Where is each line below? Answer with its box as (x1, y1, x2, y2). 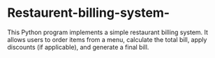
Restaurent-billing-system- (7, 5, 170, 21)
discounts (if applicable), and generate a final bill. (7, 43, 149, 51)
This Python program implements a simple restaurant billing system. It (7, 28, 208, 36)
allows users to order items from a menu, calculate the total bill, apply (7, 35, 207, 43)
